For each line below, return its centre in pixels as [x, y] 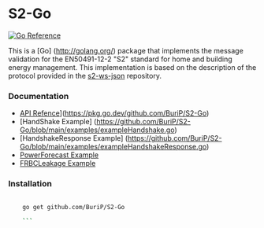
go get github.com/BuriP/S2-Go [74, 208]
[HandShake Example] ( [58, 122]
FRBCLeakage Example [58, 164]
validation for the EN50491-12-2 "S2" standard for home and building [120, 59]
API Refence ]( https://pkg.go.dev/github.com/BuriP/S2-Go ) [114, 113]
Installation [30, 184]
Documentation [39, 96]
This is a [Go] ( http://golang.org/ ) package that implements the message [126, 50]
